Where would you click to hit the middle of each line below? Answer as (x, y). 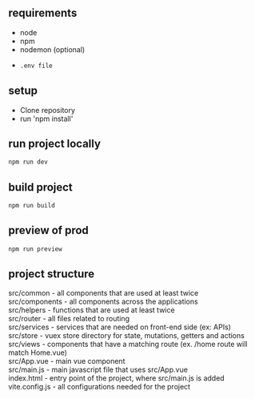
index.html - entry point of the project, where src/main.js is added (117, 378)
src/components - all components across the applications (103, 302)
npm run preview (35, 249)
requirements (43, 13)
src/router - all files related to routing (69, 319)
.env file (36, 66)
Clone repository (48, 110)
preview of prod (49, 230)
